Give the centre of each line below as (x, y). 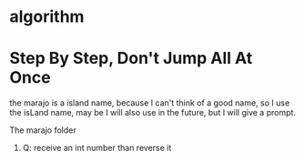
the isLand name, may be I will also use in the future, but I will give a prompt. (152, 113)
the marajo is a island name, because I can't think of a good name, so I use (150, 103)
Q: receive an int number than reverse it (97, 148)
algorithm (47, 17)
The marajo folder (43, 130)
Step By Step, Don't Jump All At (131, 59)
